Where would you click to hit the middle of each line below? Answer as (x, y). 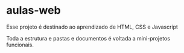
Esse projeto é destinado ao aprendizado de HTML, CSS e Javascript (92, 27)
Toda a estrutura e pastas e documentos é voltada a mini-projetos (88, 38)
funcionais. (20, 45)
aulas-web (34, 10)
